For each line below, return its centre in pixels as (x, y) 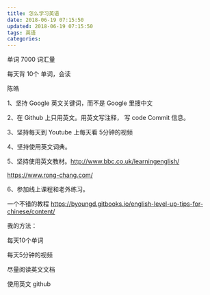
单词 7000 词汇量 (31, 60)
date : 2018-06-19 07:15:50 (45, 20)
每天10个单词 (25, 240)
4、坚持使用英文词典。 (39, 147)
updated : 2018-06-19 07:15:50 (50, 26)
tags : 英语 (22, 33)
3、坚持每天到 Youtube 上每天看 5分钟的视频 (70, 132)
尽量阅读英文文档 (31, 270)
